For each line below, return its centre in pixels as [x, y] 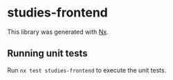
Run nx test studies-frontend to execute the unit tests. [87, 70]
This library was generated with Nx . [58, 32]
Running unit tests [47, 53]
